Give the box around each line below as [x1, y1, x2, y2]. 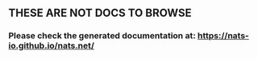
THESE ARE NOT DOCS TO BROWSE [8, 6, 192, 20]
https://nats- [197, 30, 250, 41]
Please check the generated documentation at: [8, 30, 196, 41]
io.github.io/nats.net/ [8, 40, 95, 51]
